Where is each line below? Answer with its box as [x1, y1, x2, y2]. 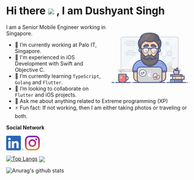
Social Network [6, 124, 45, 131]
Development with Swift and [14, 60, 84, 67]
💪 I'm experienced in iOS [14, 54, 75, 61]
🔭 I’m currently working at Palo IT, [14, 41, 97, 48]
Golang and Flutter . [14, 78, 63, 86]
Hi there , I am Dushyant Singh [6, 4, 165, 18]
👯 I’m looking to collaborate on [14, 85, 89, 92]
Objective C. [14, 66, 45, 73]
